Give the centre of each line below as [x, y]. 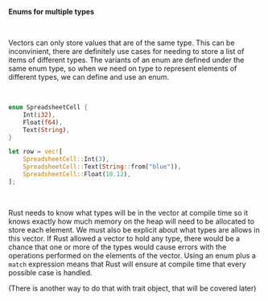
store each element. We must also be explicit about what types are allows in [134, 229]
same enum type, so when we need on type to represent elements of [123, 68]
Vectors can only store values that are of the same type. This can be [122, 43]
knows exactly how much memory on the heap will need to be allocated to [132, 221]
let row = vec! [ [35, 152]
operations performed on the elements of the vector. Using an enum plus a [132, 255]
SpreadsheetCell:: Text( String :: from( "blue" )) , [102, 167]
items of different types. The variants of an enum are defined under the [126, 60]
